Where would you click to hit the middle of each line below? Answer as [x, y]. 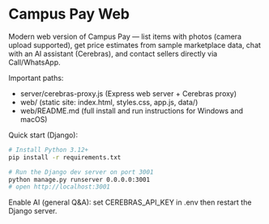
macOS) [34, 119]
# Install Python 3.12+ [49, 150]
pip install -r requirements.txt [65, 157]
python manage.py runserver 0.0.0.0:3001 [79, 180]
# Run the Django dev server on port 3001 [81, 172]
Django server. [33, 211]
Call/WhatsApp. [34, 62]
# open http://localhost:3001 [60, 187]
